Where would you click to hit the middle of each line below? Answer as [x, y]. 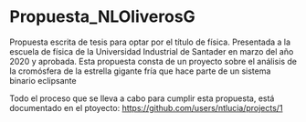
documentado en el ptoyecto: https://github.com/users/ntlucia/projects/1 [146, 107]
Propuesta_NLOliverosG [103, 17]
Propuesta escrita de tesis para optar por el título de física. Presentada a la [150, 42]
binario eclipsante [43, 80]
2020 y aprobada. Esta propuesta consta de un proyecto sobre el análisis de [153, 61]
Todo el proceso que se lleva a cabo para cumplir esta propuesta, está [142, 98]
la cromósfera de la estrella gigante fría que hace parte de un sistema [140, 71]
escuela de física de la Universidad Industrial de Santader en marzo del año [152, 51]
